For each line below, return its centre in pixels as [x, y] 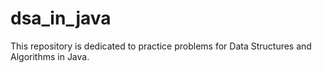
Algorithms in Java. [50, 56]
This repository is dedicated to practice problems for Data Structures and [161, 46]
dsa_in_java [61, 18]
